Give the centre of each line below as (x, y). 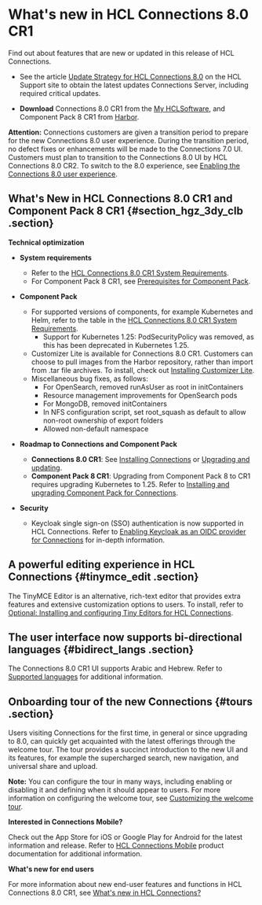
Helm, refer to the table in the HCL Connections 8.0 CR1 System (134, 320)
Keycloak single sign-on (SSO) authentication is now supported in (137, 523)
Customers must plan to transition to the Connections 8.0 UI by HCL (118, 157)
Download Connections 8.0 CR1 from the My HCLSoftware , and (122, 109)
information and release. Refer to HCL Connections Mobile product (116, 846)
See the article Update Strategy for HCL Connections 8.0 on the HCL (130, 76)
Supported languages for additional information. (86, 677)
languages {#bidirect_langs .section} (101, 650)
